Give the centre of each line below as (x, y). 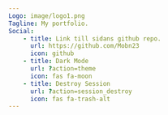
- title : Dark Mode (56, 62)
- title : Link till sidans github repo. (92, 38)
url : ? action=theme (62, 69)
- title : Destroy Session (67, 83)
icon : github (52, 53)
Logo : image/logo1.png (47, 16)
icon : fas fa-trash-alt (70, 99)
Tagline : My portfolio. (49, 23)
